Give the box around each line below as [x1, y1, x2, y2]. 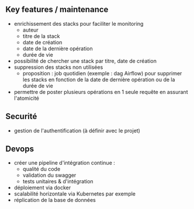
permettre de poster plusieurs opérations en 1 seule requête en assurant [13, 88, 188, 95]
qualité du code [22, 166, 61, 173]
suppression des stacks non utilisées [13, 64, 103, 71]
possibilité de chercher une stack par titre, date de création [13, 57, 157, 64]
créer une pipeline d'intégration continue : [13, 159, 115, 166]
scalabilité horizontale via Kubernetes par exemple [13, 190, 136, 197]
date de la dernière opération [22, 45, 93, 52]
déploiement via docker [13, 184, 71, 191]
